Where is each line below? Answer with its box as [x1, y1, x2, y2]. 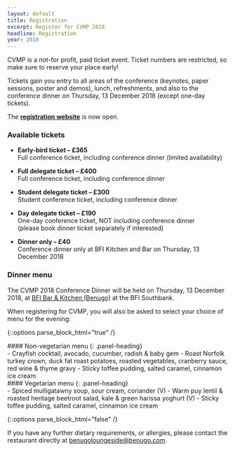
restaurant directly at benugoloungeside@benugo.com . [7, 436, 168, 444]
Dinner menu [7, 270, 53, 280]
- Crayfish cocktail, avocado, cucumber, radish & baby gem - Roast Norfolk [7, 349, 225, 358]
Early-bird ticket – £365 [17, 146, 88, 154]
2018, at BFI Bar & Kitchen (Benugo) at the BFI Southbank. [7, 293, 175, 302]
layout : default [7, 10, 55, 18]
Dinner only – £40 [17, 238, 71, 246]
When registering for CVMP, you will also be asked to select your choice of [7, 307, 224, 316]
